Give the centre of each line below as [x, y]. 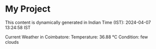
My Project [28, 9]
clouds [12, 42]
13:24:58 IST [18, 27]
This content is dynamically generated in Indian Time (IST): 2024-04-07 [78, 22]
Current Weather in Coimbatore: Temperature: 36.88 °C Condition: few [77, 37]
